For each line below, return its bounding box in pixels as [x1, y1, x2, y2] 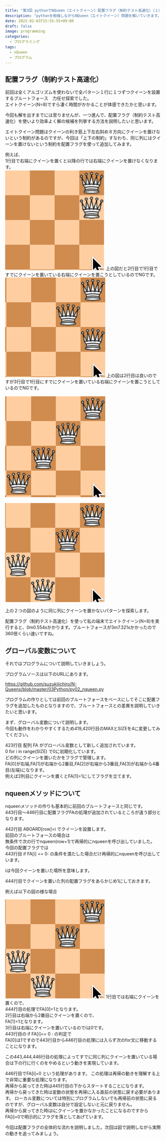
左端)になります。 [11, 767, 47, 773]
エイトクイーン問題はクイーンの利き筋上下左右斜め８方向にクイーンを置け [5, 129, 156, 135]
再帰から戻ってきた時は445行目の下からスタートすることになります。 [5, 1083, 147, 1089]
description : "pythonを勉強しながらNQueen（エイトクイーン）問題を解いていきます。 [5, 13, 162, 18]
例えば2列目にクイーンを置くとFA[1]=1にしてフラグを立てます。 [5, 773, 134, 779]
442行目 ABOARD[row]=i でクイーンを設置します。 [5, 826, 109, 832]
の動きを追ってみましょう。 [5, 1130, 61, 1136]
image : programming [5, 29, 45, 34]
